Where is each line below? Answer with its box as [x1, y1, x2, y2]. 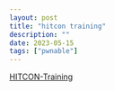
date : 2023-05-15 [9, 38, 75, 48]
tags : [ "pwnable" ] [9, 47, 78, 56]
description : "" [9, 30, 70, 39]
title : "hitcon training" [9, 22, 106, 31]
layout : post [9, 13, 58, 23]
